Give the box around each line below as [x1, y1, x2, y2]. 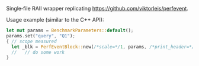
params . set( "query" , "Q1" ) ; [6, 33, 76, 39]
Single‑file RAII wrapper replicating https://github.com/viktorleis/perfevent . [6, 5, 188, 12]
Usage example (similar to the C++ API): [6, 16, 104, 23]
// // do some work [11, 49, 65, 55]
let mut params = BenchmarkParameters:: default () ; [6, 27, 134, 33]
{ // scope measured [6, 38, 57, 44]
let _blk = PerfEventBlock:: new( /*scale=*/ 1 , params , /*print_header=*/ [11, 44, 195, 50]
